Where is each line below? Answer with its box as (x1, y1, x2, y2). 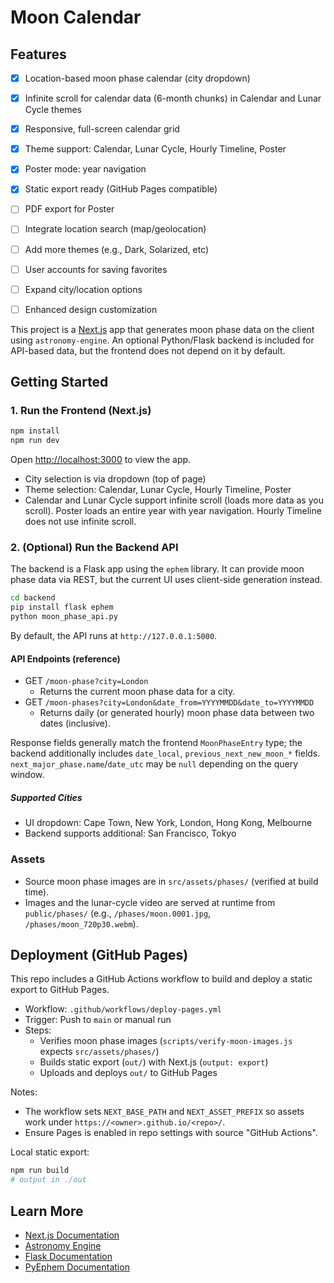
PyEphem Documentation (24, 1261, 130, 1273)
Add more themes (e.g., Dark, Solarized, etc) (24, 243, 210, 255)
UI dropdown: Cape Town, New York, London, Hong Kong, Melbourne (24, 817, 313, 829)
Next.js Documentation (24, 1229, 120, 1241)
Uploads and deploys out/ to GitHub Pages (39, 1067, 218, 1079)
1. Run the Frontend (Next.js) (10, 404, 152, 418)
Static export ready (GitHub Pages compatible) (24, 183, 218, 195)
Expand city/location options (24, 283, 143, 295)
